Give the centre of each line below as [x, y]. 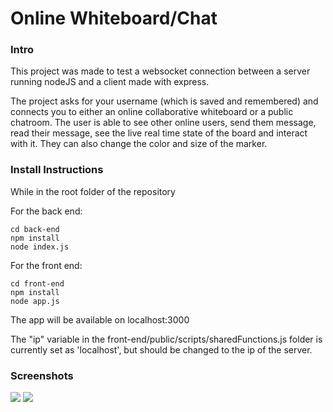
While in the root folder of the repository [93, 191]
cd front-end [37, 283]
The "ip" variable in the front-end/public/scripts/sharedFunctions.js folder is [166, 339]
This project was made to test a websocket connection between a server [160, 71]
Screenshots [42, 375]
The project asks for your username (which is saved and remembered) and [164, 101]
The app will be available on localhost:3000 [100, 319]
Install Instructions [57, 170]
